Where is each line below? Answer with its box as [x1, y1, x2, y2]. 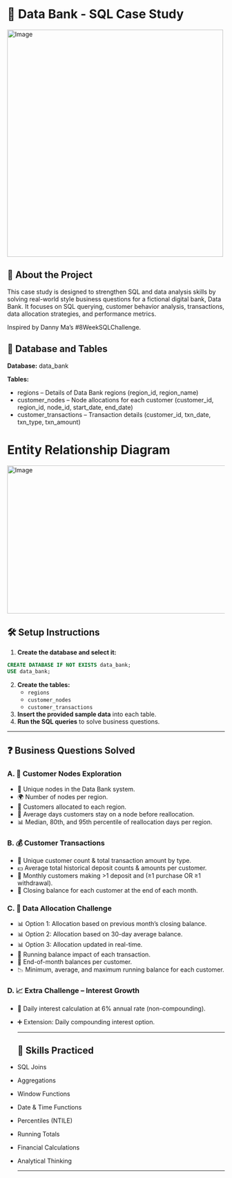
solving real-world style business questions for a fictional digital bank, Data [7, 294, 222, 303]
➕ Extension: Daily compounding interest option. [17, 1017, 155, 1026]
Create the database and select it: [17, 648, 117, 657]
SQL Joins [17, 1063, 47, 1071]
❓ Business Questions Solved [7, 744, 136, 757]
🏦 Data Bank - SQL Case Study [7, 6, 184, 22]
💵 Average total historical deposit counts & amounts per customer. [17, 864, 207, 872]
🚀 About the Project [7, 269, 93, 281]
